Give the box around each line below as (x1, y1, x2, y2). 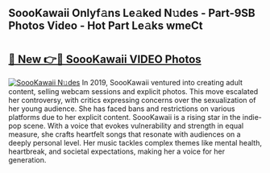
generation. (8, 155, 47, 164)
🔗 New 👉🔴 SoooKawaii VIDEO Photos (8, 52, 201, 66)
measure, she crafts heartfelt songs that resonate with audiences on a (8, 130, 241, 139)
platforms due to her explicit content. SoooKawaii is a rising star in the (8, 113, 241, 122)
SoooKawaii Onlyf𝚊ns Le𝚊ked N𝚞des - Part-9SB (8, 6, 255, 20)
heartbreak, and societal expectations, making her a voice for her (8, 146, 226, 156)
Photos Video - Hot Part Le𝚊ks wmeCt (8, 19, 203, 33)
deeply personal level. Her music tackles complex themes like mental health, (8, 138, 263, 147)
